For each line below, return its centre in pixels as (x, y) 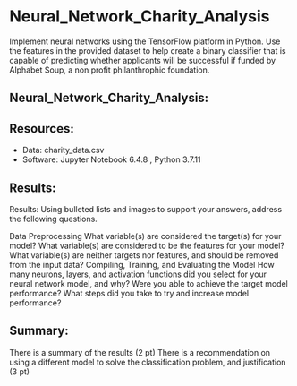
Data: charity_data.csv (63, 150)
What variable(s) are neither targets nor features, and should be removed (144, 255)
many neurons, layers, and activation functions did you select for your (138, 274)
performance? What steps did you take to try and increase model (129, 293)
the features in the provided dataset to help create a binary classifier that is (148, 50)
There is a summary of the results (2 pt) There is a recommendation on (140, 352)
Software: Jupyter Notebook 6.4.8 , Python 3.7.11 (111, 159)
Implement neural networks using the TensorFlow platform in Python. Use (145, 41)
